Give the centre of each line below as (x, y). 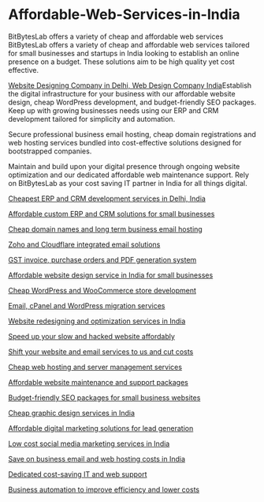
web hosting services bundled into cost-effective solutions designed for (125, 142)
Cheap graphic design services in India (72, 413)
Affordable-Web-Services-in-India (124, 15)
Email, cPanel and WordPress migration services (87, 305)
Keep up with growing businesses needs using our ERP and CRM (113, 110)
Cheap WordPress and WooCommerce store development (102, 290)
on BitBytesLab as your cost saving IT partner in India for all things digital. (128, 183)
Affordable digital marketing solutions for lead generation (101, 428)
